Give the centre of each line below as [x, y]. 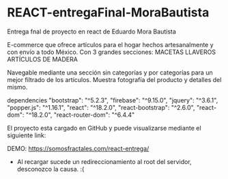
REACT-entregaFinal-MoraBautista [108, 13]
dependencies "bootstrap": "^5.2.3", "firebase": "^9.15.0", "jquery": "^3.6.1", [113, 100]
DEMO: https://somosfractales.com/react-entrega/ [78, 148]
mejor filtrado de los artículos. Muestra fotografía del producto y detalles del [114, 79]
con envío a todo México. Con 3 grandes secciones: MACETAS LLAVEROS [112, 52]
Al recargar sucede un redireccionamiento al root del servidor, [104, 161]
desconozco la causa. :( [51, 169]
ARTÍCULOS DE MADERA [43, 59]
